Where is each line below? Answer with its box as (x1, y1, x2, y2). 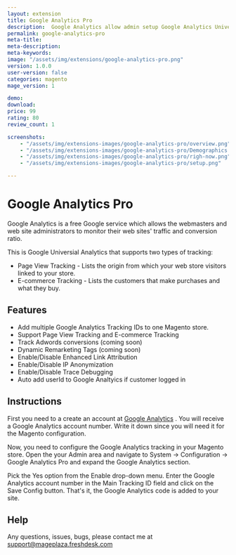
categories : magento (7, 75, 68, 83)
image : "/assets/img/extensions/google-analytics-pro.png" (7, 56, 184, 63)
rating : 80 (7, 115, 39, 122)
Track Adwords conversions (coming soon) (17, 338, 143, 346)
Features (7, 304, 47, 316)
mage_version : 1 (7, 82, 55, 89)
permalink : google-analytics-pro (7, 30, 105, 37)
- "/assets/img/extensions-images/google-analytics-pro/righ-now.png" (20, 153, 231, 160)
